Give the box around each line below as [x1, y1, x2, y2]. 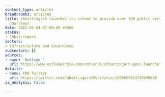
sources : [5, 52, 23, 58]
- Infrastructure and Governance [5, 44, 74, 48]
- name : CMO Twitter [5, 71, 48, 76]
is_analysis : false [5, 80, 45, 85]
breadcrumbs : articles [5, 12, 52, 17]
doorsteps [9, 21, 29, 26]
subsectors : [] [5, 48, 36, 53]
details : [5, 67, 23, 72]
